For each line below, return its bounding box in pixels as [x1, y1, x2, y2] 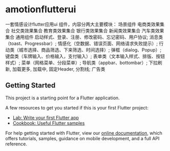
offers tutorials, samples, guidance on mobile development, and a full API [5, 135, 160, 141]
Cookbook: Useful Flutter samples [12, 120, 85, 126]
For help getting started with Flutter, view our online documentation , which [5, 130, 163, 136]
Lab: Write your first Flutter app [12, 114, 79, 121]
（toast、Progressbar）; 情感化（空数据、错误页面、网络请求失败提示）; [5, 40, 158, 47]
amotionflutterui [5, 4, 76, 15]
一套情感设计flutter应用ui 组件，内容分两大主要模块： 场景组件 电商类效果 [5, 21, 160, 27]
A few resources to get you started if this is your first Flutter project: [5, 104, 148, 111]
